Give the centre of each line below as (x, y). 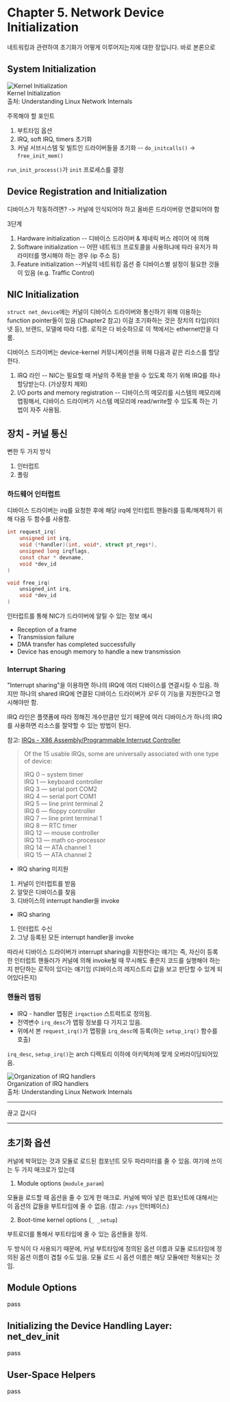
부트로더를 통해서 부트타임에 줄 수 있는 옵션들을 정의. (77, 1234)
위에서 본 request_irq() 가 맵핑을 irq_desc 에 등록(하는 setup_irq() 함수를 (117, 1031)
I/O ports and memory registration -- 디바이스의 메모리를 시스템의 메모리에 (119, 392)
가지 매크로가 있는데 (48, 1169)
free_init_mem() (40, 156)
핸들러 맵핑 (24, 997)
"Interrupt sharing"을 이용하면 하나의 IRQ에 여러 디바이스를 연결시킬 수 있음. (110, 685)
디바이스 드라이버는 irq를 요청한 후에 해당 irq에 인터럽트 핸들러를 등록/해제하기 (111, 511)
